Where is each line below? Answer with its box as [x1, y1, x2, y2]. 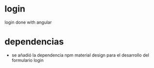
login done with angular [4, 19, 52, 25]
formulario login [11, 57, 44, 63]
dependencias [4, 36, 64, 47]
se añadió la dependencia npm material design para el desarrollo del [11, 52, 150, 58]
